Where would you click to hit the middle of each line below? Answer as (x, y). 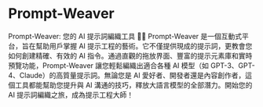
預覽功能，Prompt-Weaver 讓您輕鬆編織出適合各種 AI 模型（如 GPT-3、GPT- (131, 65)
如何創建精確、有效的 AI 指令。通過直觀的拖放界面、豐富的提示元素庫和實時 (130, 55)
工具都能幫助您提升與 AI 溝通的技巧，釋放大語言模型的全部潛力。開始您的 (133, 85)
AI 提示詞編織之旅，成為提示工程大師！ (71, 95)
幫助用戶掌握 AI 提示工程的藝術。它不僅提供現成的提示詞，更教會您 (144, 46)
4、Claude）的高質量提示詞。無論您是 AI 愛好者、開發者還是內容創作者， (127, 75)
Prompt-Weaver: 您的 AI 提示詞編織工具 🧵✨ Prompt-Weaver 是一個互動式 (125, 36)
